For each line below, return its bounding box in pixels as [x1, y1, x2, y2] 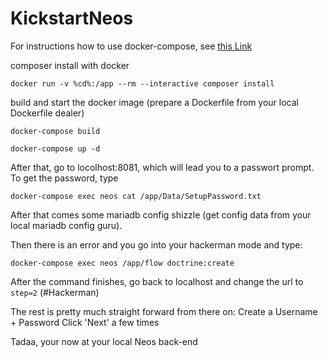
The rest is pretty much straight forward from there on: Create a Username [10, 305, 318, 317]
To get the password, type [10, 172, 119, 184]
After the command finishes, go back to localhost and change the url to [10, 275, 304, 287]
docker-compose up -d [10, 143, 101, 154]
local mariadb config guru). [10, 219, 123, 231]
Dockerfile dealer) [10, 107, 85, 119]
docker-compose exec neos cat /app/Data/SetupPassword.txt [10, 191, 262, 201]
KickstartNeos [10, 7, 134, 30]
